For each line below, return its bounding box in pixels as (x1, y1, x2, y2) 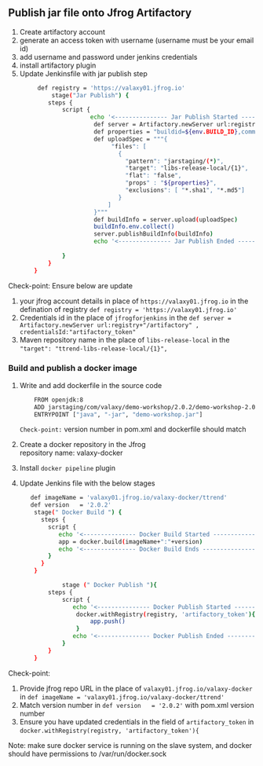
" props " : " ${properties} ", (125, 179, 217, 187)
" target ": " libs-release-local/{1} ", (125, 164, 249, 172)
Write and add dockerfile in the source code (19, 380, 163, 390)
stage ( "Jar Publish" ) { (51, 91, 130, 99)
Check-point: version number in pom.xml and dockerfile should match (19, 424, 247, 434)
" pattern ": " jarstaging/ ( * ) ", (125, 157, 225, 165)
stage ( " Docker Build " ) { (34, 508, 122, 517)
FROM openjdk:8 (34, 396, 84, 404)
